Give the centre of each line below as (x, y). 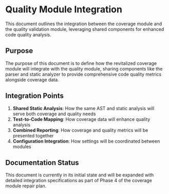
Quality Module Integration (64, 10)
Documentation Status (42, 162)
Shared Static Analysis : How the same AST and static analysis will (83, 108)
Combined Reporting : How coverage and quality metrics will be (80, 130)
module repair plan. (26, 186)
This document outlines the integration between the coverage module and (84, 24)
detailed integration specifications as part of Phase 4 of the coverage (79, 181)
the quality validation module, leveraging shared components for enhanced (85, 29)
